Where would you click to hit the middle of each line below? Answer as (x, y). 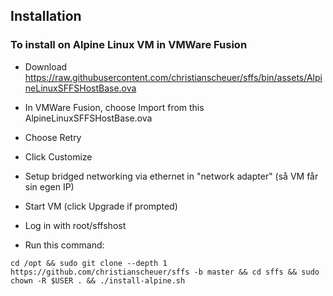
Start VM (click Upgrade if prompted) (101, 206)
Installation (46, 16)
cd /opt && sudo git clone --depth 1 (89, 263)
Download (46, 66)
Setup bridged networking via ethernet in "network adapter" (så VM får (171, 176)
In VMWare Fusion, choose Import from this (114, 107)
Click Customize (58, 156)
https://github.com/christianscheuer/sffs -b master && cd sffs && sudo (165, 272)
